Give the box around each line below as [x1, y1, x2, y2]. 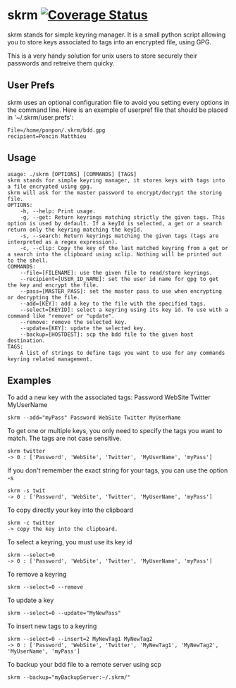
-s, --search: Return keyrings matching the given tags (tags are [20, 232, 219, 239]
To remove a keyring [7, 570, 67, 579]
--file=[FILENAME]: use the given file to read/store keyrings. [20, 269, 213, 276]
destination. [7, 337, 46, 344]
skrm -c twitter [7, 520, 55, 527]
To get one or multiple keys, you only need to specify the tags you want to [7, 427, 223, 435]
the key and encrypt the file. [7, 282, 99, 289]
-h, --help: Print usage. [20, 208, 97, 215]
